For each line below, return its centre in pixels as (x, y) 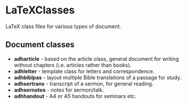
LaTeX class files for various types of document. (63, 26)
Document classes (40, 45)
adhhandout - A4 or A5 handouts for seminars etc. (75, 96)
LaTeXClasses (40, 10)
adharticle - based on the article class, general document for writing (96, 58)
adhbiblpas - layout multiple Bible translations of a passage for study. (98, 77)
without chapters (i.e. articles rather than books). (73, 65)
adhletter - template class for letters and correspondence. (84, 71)
